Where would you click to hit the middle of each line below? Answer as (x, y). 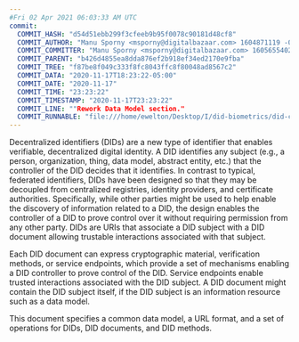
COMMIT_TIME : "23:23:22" (63, 92)
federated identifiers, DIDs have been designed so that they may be (133, 180)
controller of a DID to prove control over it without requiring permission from (149, 218)
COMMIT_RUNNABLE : (49, 117)
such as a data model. (50, 301)
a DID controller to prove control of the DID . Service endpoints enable (137, 273)
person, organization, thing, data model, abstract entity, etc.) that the (135, 161)
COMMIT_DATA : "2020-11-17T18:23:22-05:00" (97, 76)
